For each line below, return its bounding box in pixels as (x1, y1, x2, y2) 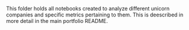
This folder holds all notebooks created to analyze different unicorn (6, 5, 170, 12)
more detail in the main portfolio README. (6, 18, 108, 24)
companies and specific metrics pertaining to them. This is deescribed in (6, 11, 184, 18)
